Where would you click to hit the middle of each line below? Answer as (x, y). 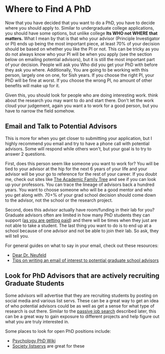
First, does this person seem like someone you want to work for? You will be (82, 163)
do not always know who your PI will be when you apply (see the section (79, 54)
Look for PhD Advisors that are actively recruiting (82, 276)
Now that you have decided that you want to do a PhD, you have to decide (80, 23)
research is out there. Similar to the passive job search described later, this (81, 311)
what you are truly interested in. (37, 321)
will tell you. (17, 236)
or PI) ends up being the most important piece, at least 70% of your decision (82, 43)
